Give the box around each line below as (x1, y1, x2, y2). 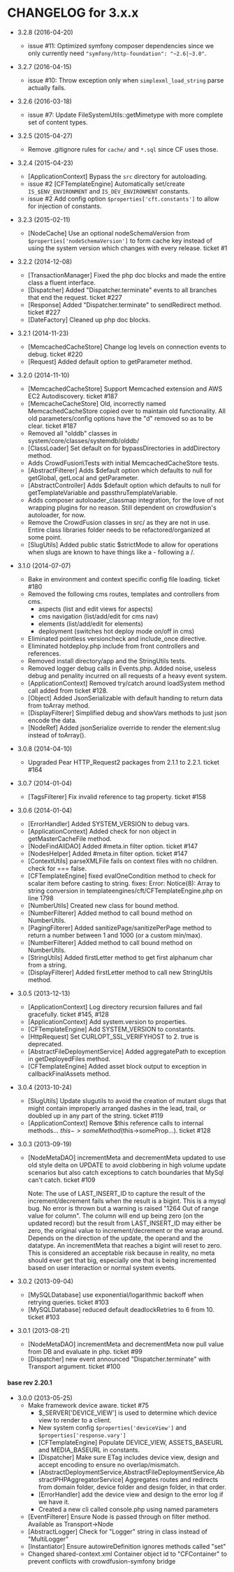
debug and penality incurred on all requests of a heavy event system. (27, 671, 228, 679)
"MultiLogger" (27, 1535, 69, 1543)
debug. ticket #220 (27, 349, 83, 358)
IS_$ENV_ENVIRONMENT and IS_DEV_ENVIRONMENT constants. (27, 187, 190, 195)
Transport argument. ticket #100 (27, 1362, 121, 1371)
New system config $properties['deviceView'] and (38, 1424, 187, 1432)
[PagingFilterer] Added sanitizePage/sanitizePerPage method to (27, 923, 212, 932)
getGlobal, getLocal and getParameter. (27, 473, 140, 482)
